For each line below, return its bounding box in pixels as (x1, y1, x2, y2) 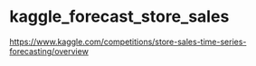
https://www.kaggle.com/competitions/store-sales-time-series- (9, 36, 247, 47)
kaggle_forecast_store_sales (9, 6, 230, 27)
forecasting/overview (9, 45, 89, 56)
